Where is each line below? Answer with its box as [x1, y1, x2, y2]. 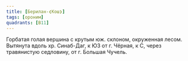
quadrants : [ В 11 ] [6, 20, 49, 25]
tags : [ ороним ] [6, 14, 44, 20]
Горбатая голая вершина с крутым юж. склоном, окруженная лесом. [6, 36, 183, 43]
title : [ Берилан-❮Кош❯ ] [6, 8, 65, 15]
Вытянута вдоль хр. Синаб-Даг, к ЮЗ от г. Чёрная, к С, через [6, 42, 162, 49]
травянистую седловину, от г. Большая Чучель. [6, 49, 127, 56]
